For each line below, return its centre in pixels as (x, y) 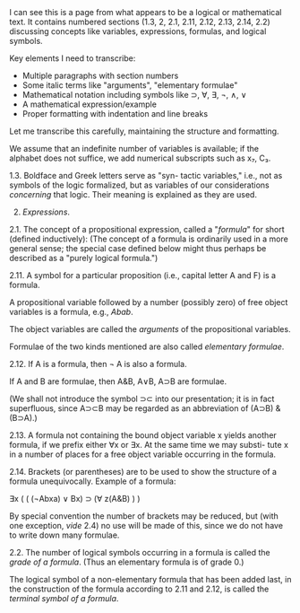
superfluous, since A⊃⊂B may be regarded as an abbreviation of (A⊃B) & (145, 408)
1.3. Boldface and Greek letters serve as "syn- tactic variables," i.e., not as (146, 175)
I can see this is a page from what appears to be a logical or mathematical (146, 12)
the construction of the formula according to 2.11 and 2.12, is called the (139, 589)
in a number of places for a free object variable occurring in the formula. (142, 454)
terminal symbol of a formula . (64, 598)
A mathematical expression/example (89, 104)
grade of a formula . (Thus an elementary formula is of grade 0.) (127, 562)
